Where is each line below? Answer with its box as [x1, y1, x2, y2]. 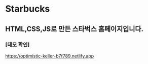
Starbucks [5, 3, 50, 15]
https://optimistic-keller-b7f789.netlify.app [5, 53, 94, 59]
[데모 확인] [5, 41, 30, 48]
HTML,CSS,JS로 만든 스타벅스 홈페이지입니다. [5, 24, 143, 33]
